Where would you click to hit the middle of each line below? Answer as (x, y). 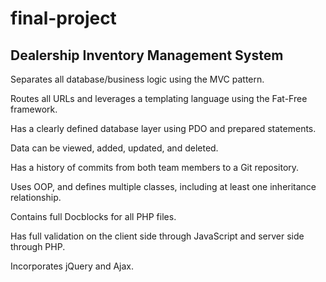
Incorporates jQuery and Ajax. (72, 266)
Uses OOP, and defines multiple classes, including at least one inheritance (163, 186)
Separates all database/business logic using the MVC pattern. (137, 79)
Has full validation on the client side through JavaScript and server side (157, 236)
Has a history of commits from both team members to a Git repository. (155, 167)
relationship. (36, 197)
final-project (63, 18)
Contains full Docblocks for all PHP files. (93, 216)
